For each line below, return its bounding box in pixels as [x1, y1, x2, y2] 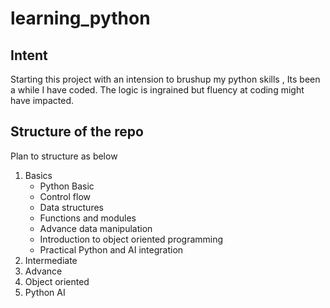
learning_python [10, 7, 151, 30]
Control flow [39, 190, 91, 202]
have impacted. [10, 95, 75, 106]
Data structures [39, 201, 104, 213]
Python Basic [39, 180, 95, 192]
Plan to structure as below [10, 150, 118, 162]
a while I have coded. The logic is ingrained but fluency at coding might [10, 84, 305, 96]
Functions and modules [39, 212, 137, 224]
